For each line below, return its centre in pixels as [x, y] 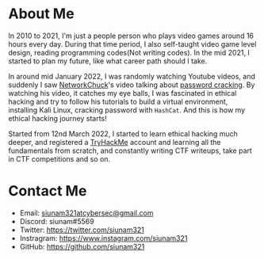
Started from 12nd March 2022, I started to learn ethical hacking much [123, 133]
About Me [41, 14]
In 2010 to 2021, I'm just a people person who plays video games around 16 [131, 36]
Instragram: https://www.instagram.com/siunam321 [103, 238]
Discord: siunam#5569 [57, 221]
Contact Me [48, 191]
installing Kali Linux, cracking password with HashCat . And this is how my [127, 110]
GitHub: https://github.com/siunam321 [82, 246]
